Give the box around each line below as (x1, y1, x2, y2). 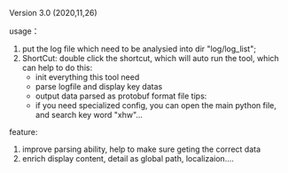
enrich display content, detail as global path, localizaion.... (21, 153, 235, 163)
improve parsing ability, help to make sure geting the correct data (21, 144, 261, 154)
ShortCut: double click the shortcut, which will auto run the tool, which (21, 53, 279, 63)
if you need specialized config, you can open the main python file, (35, 100, 276, 110)
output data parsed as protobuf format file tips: (35, 90, 207, 101)
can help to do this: (21, 62, 93, 73)
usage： (9, 26, 40, 36)
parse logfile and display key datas (35, 82, 163, 91)
